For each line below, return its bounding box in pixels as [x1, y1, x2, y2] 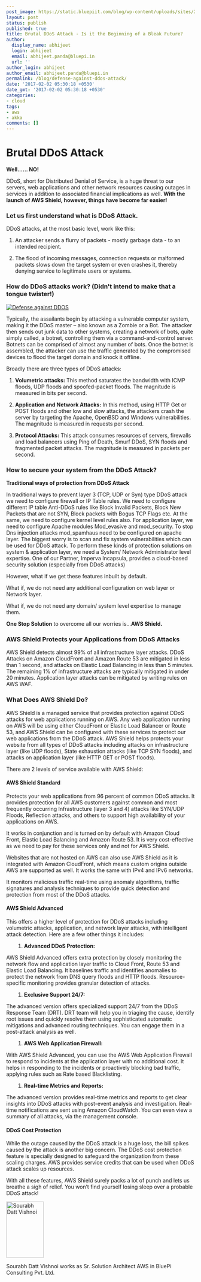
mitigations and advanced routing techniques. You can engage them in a [6, 1021, 185, 1028]
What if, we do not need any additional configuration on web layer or [6, 584, 175, 591]
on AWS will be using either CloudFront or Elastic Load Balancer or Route [6, 722, 186, 729]
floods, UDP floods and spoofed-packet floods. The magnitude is [14, 383, 176, 390]
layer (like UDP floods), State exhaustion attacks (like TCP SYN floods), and [6, 747, 193, 755]
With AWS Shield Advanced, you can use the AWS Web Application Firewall [6, 1051, 193, 1058]
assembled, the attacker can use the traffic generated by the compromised [6, 347, 191, 354]
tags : [6, 103, 20, 110]
